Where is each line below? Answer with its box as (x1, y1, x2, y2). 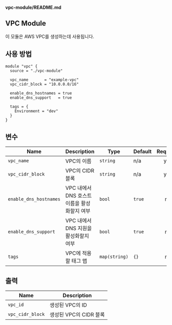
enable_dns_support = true (10, 95, 72, 100)
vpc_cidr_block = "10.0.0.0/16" (10, 81, 79, 86)
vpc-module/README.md (5, 5, 61, 10)
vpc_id (8, 302, 24, 308)
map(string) (99, 254, 129, 260)
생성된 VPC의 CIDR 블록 (49, 311, 105, 318)
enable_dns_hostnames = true (10, 91, 72, 96)
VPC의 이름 (65, 158, 92, 165)
